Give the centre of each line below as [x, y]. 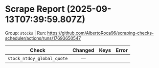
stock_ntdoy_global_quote [38, 58]
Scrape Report [35, 9]
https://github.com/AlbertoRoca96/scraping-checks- [101, 33]
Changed [83, 50]
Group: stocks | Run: [26, 33]
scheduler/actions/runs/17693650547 [43, 38]
